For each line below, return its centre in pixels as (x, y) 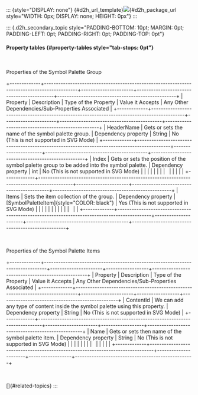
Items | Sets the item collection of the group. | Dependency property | (91, 197)
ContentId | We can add (155, 300)
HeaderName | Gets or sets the (145, 128)
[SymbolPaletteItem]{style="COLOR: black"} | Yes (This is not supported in (97, 203)
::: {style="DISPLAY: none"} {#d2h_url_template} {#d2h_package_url (91, 10)
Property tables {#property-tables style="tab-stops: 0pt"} (80, 47)
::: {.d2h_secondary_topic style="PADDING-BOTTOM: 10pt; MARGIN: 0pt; (95, 27)
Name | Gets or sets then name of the (136, 332)
